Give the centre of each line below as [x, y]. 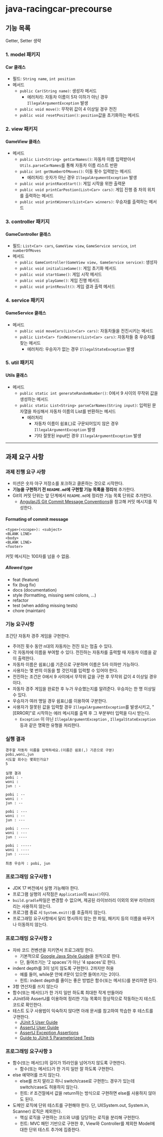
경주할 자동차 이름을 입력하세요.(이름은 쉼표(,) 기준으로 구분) [60, 750]
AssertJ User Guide [39, 1027]
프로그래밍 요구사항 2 [29, 938]
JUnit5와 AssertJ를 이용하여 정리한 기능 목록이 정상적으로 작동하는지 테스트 [84, 998]
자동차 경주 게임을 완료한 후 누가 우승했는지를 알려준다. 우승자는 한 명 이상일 [84, 688]
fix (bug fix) [24, 585]
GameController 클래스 [28, 234]
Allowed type [19, 568]
